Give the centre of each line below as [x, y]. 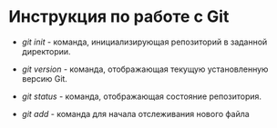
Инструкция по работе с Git [119, 17]
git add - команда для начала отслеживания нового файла [135, 113]
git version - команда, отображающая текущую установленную [145, 69]
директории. [46, 51]
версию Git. [44, 78]
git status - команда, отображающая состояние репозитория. [141, 96]
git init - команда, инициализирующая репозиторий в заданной [144, 42]
